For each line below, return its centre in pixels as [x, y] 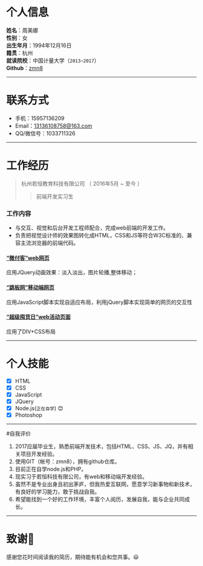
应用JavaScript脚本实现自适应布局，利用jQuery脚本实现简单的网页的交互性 [99, 302]
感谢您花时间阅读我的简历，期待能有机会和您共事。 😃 [72, 557]
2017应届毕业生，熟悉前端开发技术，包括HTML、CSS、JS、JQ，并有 [101, 446]
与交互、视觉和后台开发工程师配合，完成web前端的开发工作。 [92, 228]
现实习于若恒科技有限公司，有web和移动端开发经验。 [81, 477]
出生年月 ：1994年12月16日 [39, 45]
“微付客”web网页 [28, 258]
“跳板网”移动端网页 [31, 287]
